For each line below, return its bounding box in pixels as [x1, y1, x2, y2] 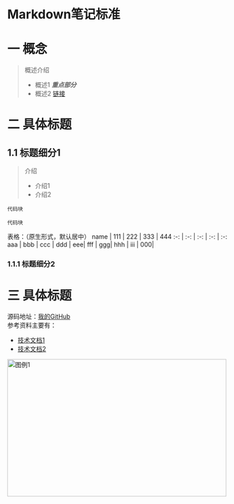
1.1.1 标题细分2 [7, 259, 55, 269]
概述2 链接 [34, 89, 66, 98]
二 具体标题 [7, 117, 72, 133]
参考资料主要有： [7, 321, 57, 329]
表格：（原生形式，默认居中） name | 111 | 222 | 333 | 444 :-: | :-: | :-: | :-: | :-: [7, 232, 228, 241]
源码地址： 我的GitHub [7, 312, 71, 320]
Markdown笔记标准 [7, 6, 121, 22]
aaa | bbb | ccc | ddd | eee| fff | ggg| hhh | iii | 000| [7, 240, 154, 249]
